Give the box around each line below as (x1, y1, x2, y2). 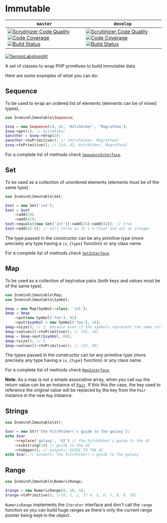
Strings (5, 407, 28, 415)
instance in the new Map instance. (5, 392, 73, 398)
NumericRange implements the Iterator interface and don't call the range (5, 502, 153, 508)
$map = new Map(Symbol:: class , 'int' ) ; (5, 306, 88, 311)
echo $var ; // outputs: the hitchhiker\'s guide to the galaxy (5, 452, 139, 457)
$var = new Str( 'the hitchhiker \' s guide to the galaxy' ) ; (5, 429, 130, 434)
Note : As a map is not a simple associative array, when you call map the (5, 376, 150, 383)
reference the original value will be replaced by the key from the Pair (5, 387, 147, 393)
